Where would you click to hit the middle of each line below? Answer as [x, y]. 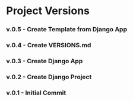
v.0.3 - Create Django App [45, 61]
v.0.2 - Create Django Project [49, 77]
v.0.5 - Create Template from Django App [67, 30]
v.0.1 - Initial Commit [36, 93]
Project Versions [48, 11]
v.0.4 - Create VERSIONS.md [49, 45]
